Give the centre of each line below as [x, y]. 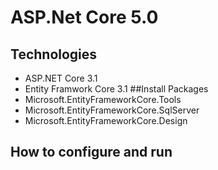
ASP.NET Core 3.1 [61, 78]
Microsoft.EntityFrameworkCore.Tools [103, 99]
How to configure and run [91, 152]
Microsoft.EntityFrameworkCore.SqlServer [112, 110]
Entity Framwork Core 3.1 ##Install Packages [116, 89]
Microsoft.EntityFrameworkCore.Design [106, 120]
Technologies [54, 54]
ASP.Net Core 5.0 [84, 17]
